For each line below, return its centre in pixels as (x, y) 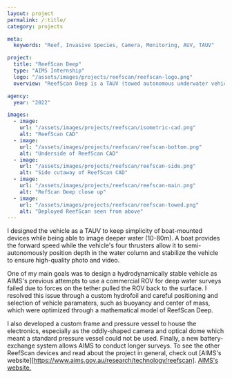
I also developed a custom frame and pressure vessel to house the (102, 324)
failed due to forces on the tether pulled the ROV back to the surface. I (107, 288)
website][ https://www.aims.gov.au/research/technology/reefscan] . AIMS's (113, 361)
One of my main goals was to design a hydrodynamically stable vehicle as (112, 274)
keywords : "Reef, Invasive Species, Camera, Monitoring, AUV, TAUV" (114, 46)
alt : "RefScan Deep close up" (63, 192)
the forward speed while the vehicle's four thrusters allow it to (95, 245)
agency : (18, 96)
